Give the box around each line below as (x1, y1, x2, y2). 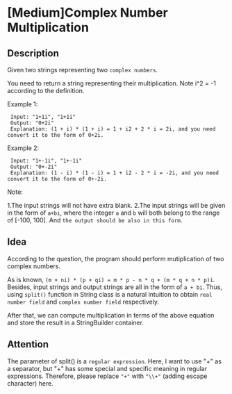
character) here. (7, 379, 53, 387)
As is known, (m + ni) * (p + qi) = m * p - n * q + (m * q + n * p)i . (7, 275, 215, 284)
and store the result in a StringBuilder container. (7, 318, 144, 327)
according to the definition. (7, 87, 85, 95)
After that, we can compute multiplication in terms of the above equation (7, 311, 215, 319)
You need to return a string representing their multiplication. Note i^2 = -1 (7, 79, 217, 88)
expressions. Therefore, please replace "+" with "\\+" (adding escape (7, 372, 208, 380)
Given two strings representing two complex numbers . (7, 66, 158, 74)
